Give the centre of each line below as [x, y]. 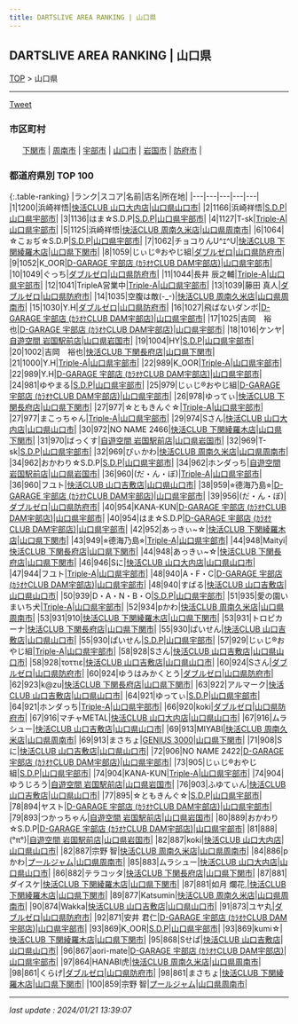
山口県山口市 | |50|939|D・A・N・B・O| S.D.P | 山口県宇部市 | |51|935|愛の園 [145, 596]
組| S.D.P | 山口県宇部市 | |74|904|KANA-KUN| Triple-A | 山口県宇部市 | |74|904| [147, 774]
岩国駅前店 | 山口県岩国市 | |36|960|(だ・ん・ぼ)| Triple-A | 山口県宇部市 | [136, 474]
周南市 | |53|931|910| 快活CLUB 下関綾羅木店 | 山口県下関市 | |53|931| [131, 618]
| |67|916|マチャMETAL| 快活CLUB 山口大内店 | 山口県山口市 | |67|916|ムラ [157, 718]
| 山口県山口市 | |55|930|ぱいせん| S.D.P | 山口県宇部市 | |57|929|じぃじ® [151, 641]
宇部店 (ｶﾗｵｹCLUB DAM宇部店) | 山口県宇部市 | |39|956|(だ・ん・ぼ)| [165, 496]
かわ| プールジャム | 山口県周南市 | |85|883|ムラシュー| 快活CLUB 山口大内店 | [145, 863]
